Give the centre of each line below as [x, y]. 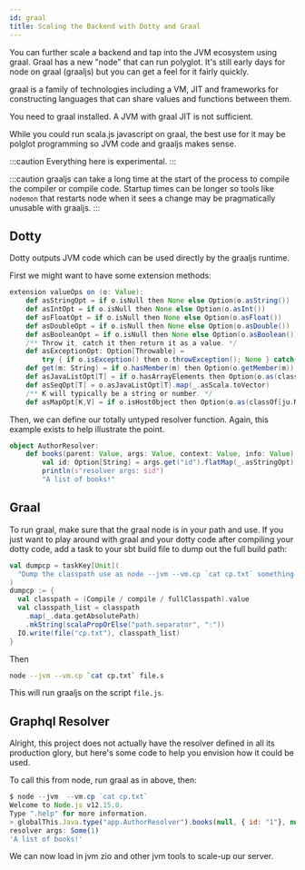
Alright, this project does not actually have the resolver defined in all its [142, 743]
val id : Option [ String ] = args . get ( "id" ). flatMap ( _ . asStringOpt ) [168, 463]
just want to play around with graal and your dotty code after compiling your [152, 539]
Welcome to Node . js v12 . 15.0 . [67, 806]
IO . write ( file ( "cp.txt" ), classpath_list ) [99, 633]
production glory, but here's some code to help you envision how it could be [152, 753]
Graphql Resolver [60, 722]
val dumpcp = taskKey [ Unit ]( [64, 565]
